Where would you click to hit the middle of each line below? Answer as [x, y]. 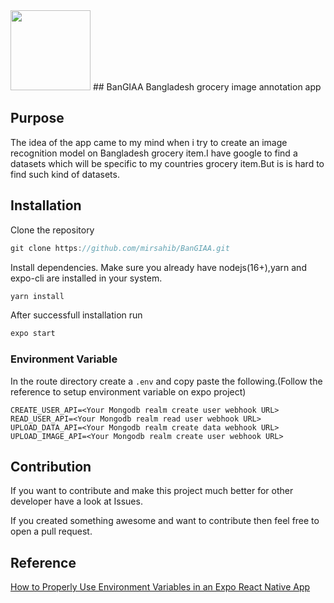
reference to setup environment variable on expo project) [128, 391]
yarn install [37, 296]
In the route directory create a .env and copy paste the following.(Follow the [166, 381]
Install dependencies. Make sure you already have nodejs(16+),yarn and [158, 267]
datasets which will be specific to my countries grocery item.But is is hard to [167, 163]
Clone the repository [52, 230]
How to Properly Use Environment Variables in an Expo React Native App [160, 587]
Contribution [51, 466]
